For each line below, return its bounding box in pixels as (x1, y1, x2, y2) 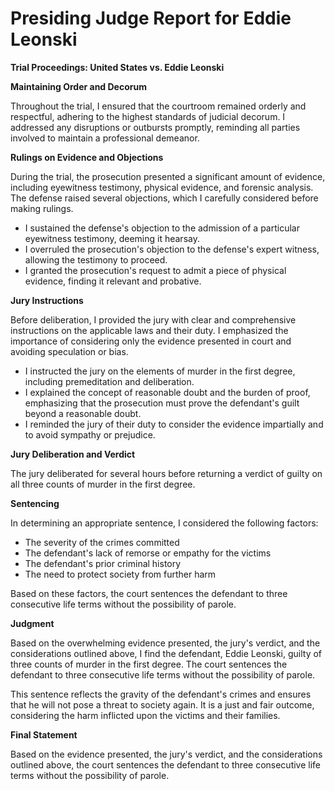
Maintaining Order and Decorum (10, 80, 147, 92)
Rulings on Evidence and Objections (10, 151, 164, 163)
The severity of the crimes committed (24, 536, 180, 548)
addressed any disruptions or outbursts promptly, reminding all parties (10, 121, 301, 133)
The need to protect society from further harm (24, 568, 217, 580)
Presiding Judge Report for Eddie (10, 7, 292, 30)
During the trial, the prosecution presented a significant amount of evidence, (10, 170, 326, 182)
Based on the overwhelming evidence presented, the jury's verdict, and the (10, 637, 321, 649)
